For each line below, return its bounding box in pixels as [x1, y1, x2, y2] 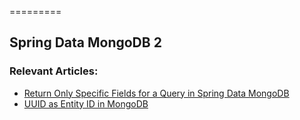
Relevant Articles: [9, 64, 99, 78]
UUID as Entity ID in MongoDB [23, 97, 149, 110]
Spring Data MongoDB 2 [9, 34, 162, 51]
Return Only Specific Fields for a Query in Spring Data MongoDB [23, 87, 290, 99]
